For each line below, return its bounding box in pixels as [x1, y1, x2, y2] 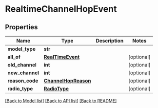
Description [96, 38, 124, 44]
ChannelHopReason [43, 77, 91, 84]
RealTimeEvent [43, 54, 80, 60]
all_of [7, 54, 21, 60]
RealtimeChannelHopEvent [5, 3, 117, 15]
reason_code [7, 77, 39, 84]
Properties [5, 23, 38, 31]
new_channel [7, 69, 39, 76]
